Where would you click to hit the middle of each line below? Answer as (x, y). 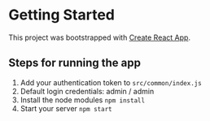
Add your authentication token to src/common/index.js (111, 82)
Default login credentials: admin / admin (87, 91)
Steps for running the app (74, 63)
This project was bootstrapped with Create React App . (100, 37)
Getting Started (62, 15)
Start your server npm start (66, 108)
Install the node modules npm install (82, 100)
